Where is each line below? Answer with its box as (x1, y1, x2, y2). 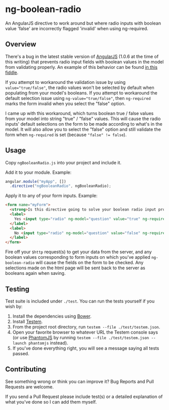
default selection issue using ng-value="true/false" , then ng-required (5, 95, 151, 101)
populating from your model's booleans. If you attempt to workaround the (5, 89, 157, 96)
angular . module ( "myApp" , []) (5, 179, 66, 184)
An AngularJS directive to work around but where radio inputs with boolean (5, 20, 161, 26)
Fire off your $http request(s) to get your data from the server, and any (5, 249, 152, 255)
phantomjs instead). (28, 340, 68, 346)
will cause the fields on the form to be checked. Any (36, 260, 144, 266)
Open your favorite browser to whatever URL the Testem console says (12, 329, 158, 335)
